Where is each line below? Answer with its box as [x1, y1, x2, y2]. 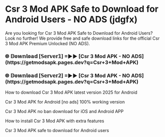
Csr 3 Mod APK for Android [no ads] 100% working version [5, 99, 125, 105]
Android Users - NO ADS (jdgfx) [5, 14, 138, 25]
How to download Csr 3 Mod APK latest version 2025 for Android [5, 89, 137, 95]
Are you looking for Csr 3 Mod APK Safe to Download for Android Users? [5, 30, 153, 36]
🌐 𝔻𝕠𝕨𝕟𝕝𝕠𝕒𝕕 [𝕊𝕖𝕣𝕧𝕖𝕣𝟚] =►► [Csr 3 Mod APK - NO [5, 72, 131, 79]
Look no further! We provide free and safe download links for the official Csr [5, 35, 160, 41]
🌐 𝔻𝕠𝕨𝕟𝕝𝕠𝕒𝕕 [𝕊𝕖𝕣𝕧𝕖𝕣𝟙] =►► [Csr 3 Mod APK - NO [5, 53, 131, 59]
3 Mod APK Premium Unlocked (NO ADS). [5, 40, 90, 46]
